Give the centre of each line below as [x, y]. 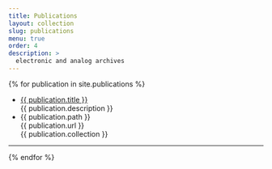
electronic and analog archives [70, 61]
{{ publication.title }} [54, 99]
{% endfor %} [32, 157]
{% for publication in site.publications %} [77, 84]
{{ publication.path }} [55, 116]
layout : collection [41, 23]
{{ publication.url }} [52, 125]
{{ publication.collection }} [64, 133]
